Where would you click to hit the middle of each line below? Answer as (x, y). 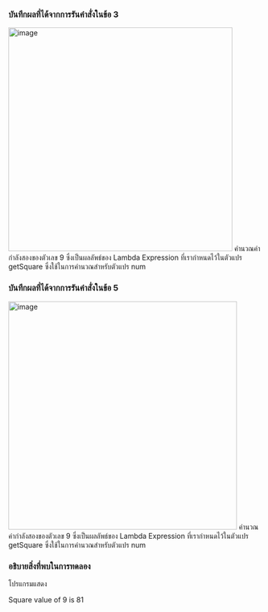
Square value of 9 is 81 (46, 599)
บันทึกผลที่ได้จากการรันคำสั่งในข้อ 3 (64, 14)
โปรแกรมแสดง (28, 583)
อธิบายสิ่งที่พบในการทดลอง (49, 566)
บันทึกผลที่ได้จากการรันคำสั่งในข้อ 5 (64, 288)
